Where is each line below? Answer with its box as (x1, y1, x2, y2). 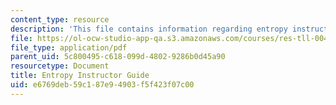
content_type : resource (10, 14, 110, 25)
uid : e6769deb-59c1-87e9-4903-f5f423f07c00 (10, 80, 195, 90)
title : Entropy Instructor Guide (10, 71, 150, 81)
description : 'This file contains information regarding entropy (10, 24, 288, 34)
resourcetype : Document (10, 61, 110, 71)
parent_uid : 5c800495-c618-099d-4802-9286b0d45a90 (10, 52, 226, 62)
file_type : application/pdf (10, 42, 128, 53)
